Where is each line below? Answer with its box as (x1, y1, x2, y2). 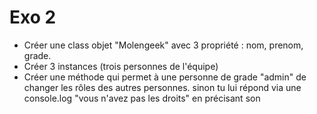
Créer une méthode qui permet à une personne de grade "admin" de (23, 71, 307, 83)
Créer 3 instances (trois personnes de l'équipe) (23, 60, 219, 72)
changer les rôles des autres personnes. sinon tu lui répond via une (23, 81, 302, 93)
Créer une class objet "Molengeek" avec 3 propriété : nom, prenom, (23, 39, 304, 51)
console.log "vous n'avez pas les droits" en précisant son (23, 92, 261, 104)
